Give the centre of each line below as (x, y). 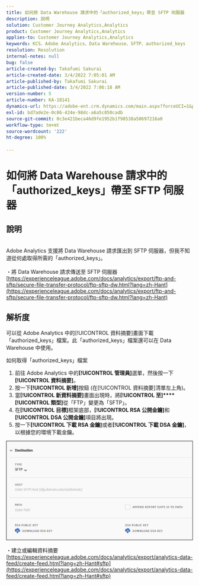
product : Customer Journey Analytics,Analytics (66, 31)
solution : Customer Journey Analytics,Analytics (67, 25)
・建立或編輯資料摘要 (32, 550)
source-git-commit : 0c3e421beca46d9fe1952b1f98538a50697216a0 (84, 119)
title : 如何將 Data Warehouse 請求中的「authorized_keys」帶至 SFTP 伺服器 (95, 12)
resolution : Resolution (36, 50)
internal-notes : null (33, 56)
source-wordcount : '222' (37, 131)
